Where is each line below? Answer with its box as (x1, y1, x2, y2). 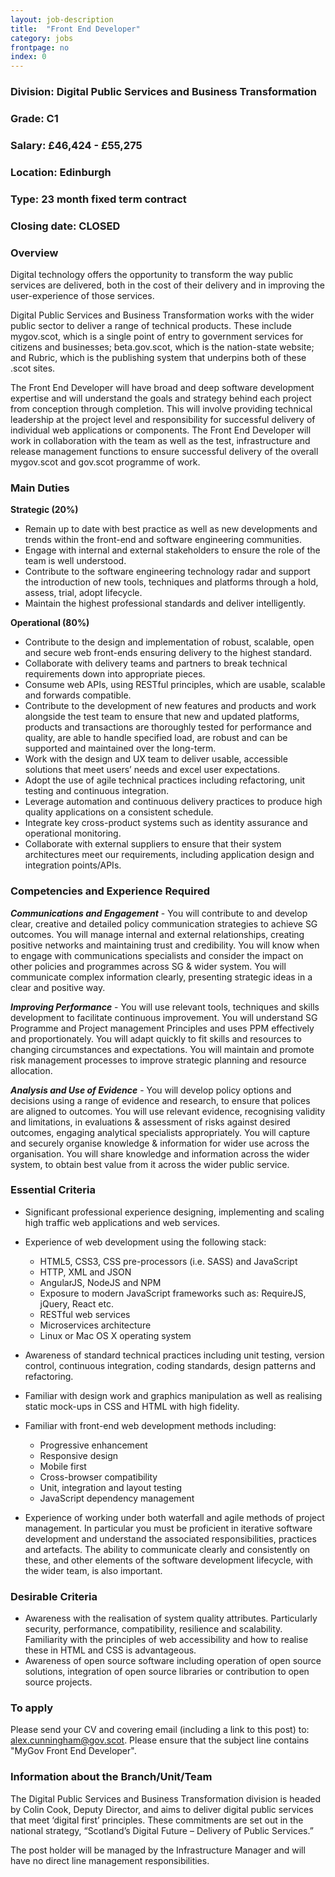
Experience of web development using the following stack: (24, 1236, 267, 1248)
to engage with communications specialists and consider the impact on (10, 949, 304, 961)
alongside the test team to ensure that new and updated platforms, (24, 711, 300, 723)
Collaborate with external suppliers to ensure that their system (24, 838, 282, 850)
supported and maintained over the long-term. (24, 742, 217, 755)
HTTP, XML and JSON (39, 1266, 132, 1278)
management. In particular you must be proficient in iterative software (24, 1522, 313, 1534)
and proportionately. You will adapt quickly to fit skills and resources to (10, 1032, 302, 1045)
